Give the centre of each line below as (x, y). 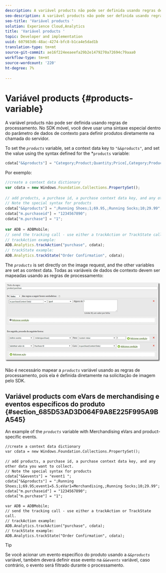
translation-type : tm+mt (31, 47)
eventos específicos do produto (55, 404)
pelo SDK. (15, 381)
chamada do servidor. (27, 138)
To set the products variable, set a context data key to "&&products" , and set (82, 148)
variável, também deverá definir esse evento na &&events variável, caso (78, 560)
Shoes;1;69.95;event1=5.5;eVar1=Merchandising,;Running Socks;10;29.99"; (83, 486)
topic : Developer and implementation (44, 37)
